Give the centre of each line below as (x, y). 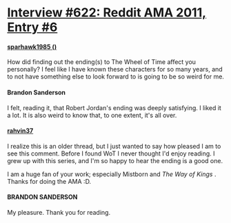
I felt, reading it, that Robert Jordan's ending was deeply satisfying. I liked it (114, 107)
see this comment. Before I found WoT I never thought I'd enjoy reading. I (111, 153)
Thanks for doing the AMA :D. (49, 181)
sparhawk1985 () (32, 47)
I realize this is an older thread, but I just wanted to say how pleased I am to (114, 146)
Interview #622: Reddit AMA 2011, (107, 13)
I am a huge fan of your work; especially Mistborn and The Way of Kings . (112, 174)
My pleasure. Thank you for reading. (59, 212)
